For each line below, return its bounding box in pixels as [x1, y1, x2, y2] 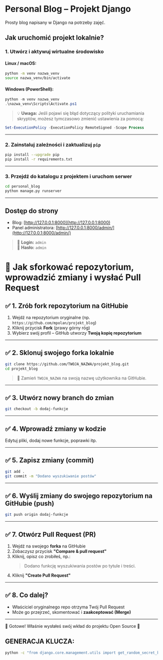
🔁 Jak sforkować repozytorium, [5, 262, 134, 273]
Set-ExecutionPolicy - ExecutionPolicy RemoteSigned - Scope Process [5, 125, 145, 130]
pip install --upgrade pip [5, 152, 60, 157]
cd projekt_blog [5, 366, 38, 371]
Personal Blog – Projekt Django [5, 3, 131, 15]
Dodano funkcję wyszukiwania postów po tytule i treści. [24, 563, 136, 569]
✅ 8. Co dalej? [5, 591, 49, 600]
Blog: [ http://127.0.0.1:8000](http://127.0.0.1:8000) [12, 219, 111, 225]
